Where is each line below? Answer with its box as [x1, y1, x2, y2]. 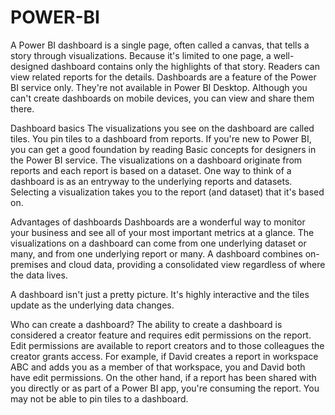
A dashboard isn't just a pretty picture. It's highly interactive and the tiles [10, 288, 310, 300]
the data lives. [10, 269, 68, 281]
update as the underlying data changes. [10, 299, 175, 311]
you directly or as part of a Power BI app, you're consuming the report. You [10, 382, 320, 394]
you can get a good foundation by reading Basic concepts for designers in [10, 143, 317, 155]
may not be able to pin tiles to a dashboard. [10, 392, 189, 405]
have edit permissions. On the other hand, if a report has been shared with [10, 371, 317, 383]
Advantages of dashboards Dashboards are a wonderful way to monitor [10, 216, 306, 228]
